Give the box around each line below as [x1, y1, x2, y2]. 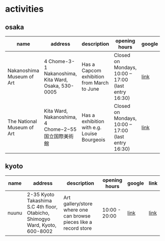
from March [82, 79, 109, 86]
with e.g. [82, 124, 102, 131]
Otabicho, [27, 209, 50, 216]
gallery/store [63, 200, 93, 207]
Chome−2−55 [44, 126, 77, 133]
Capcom [82, 67, 102, 74]
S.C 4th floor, [27, 203, 58, 210]
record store [63, 224, 92, 231]
